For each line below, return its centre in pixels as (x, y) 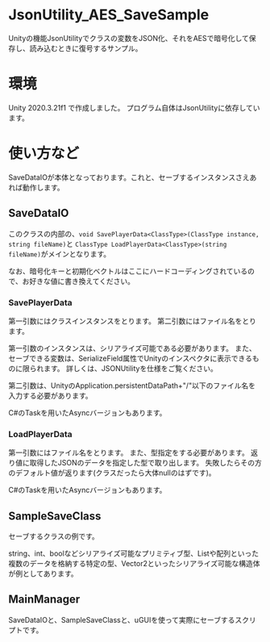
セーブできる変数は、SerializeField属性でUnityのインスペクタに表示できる (130, 358)
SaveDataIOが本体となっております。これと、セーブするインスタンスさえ (129, 177)
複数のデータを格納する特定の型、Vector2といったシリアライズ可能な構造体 (134, 564)
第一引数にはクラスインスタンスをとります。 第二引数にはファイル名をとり (132, 321)
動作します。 (43, 187)
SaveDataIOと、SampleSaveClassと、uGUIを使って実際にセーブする (122, 619)
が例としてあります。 (43, 573)
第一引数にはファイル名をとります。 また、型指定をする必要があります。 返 (133, 452)
